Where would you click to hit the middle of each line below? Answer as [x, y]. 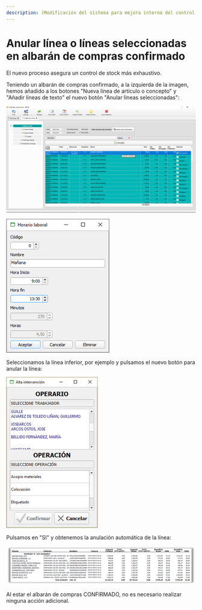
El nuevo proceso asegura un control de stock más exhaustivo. [84, 73]
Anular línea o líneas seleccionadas [96, 43]
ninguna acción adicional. [38, 600]
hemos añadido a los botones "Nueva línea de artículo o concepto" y [91, 91]
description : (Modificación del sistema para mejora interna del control [101, 13]
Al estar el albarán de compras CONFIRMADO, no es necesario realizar [94, 594]
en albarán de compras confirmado [96, 56]
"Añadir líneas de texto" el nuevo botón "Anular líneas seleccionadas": [93, 97]
